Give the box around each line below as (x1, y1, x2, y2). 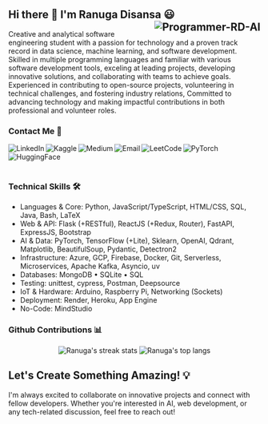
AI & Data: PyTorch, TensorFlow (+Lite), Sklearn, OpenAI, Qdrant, (19, 236, 234, 246)
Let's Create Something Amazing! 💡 (8, 369, 190, 382)
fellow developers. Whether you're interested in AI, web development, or (8, 398, 248, 408)
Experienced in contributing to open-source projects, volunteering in (8, 80, 234, 89)
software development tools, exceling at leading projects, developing (8, 63, 236, 73)
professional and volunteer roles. (8, 105, 117, 115)
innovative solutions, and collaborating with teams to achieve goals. (8, 71, 231, 81)
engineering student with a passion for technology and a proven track (8, 38, 238, 47)
